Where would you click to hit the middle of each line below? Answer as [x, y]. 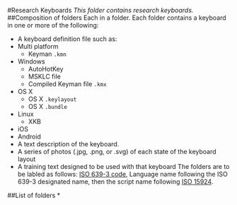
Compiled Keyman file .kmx [68, 84]
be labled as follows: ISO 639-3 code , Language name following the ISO [122, 174]
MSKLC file [45, 76]
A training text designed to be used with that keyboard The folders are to [123, 166]
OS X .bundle [47, 106]
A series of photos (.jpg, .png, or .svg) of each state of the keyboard [117, 152]
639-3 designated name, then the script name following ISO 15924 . [115, 182]
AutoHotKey [46, 69]
